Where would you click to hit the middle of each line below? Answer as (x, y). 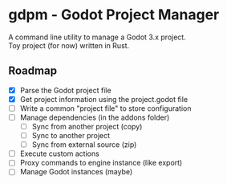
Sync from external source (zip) (84, 145)
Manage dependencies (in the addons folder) (95, 117)
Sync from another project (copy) (87, 127)
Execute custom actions (60, 153)
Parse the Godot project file (65, 90)
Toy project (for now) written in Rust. (69, 45)
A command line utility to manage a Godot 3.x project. (97, 37)
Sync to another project (71, 136)
